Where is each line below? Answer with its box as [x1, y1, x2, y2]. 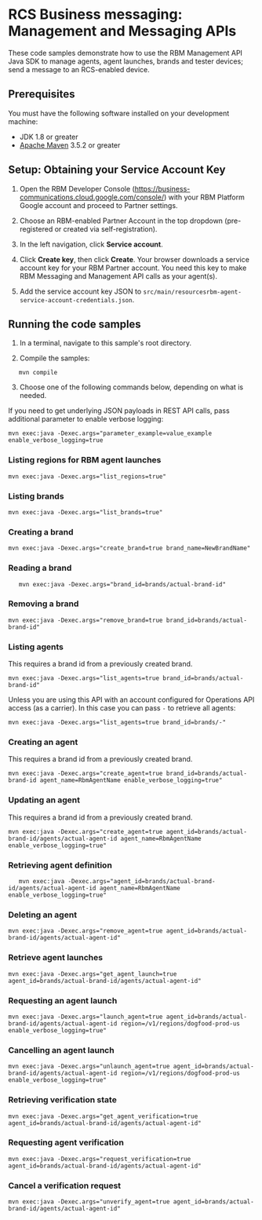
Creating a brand [8, 526, 74, 537]
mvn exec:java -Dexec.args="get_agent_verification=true [8, 1112, 198, 1120]
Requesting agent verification [8, 1137, 124, 1148]
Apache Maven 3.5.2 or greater [19, 140, 121, 150]
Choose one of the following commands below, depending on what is [19, 382, 244, 392]
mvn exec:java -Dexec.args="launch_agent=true [8, 1013, 163, 1021]
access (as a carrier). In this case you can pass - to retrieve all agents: [8, 703, 236, 713]
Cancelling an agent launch [8, 1044, 115, 1055]
